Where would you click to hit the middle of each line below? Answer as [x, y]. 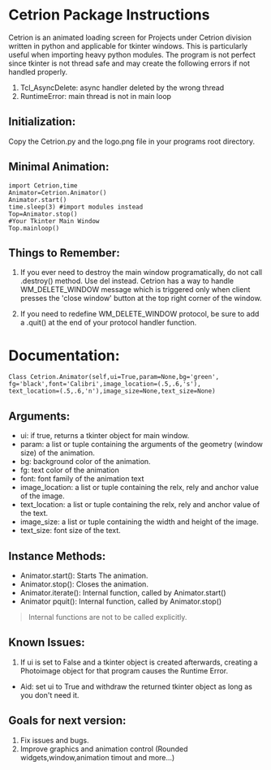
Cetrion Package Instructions [109, 15]
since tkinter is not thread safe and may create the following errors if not [129, 63]
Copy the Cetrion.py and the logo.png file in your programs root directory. [132, 141]
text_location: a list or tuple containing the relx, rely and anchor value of [140, 505]
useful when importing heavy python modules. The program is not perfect [132, 54]
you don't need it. [49, 695]
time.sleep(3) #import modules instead [76, 207]
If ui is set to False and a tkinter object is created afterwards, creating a [139, 662]
